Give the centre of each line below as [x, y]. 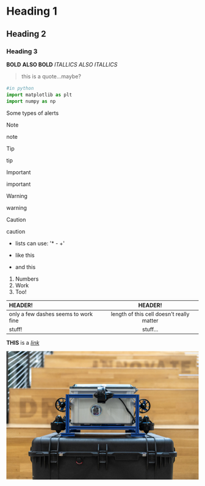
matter [150, 321]
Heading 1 [32, 11]
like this [25, 255]
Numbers [27, 279]
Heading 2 [27, 34]
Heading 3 [22, 51]
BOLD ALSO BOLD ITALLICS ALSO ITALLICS [62, 64]
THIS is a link [23, 343]
